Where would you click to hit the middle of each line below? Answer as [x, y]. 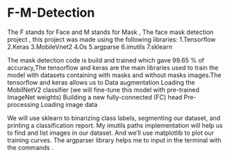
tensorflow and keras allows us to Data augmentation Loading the [101, 82]
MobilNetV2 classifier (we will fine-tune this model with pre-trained [103, 90]
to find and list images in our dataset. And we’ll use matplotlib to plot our [110, 133]
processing [23, 104]
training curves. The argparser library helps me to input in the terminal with [115, 140]
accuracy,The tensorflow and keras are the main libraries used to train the [113, 67]
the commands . [30, 147]
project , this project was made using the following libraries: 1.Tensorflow [112, 39]
